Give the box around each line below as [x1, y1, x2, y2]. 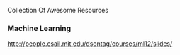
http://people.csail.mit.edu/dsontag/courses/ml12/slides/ [7, 39, 173, 48]
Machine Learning [7, 23, 72, 33]
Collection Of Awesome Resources [7, 6, 108, 14]
